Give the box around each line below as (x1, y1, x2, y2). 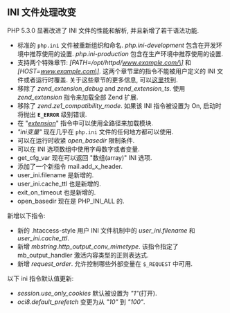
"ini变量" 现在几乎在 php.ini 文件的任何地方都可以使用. (17, 127, 174, 136)
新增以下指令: (7, 211, 46, 220)
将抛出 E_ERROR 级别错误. (17, 110, 87, 118)
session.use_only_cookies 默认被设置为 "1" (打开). (17, 289, 157, 297)
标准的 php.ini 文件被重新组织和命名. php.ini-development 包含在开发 (17, 41, 217, 49)
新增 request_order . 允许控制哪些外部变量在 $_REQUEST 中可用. (17, 259, 193, 268)
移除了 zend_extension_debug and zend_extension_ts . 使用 (17, 84, 186, 92)
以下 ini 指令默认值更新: (7, 274, 74, 283)
